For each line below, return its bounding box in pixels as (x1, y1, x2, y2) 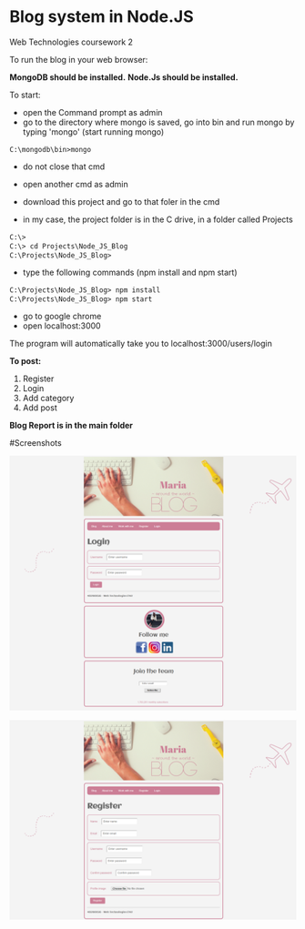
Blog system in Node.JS (9, 6, 194, 27)
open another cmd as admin (22, 178, 129, 189)
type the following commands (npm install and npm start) (22, 267, 239, 278)
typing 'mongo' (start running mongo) (22, 126, 165, 137)
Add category (22, 392, 75, 403)
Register (22, 373, 55, 384)
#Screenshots (9, 437, 62, 448)
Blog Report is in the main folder (9, 419, 134, 430)
